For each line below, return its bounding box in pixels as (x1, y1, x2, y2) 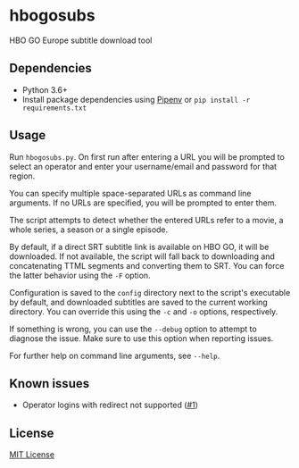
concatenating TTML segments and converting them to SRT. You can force (9, 260, 285, 271)
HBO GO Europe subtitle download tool (9, 35, 153, 46)
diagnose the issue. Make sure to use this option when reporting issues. (9, 332, 274, 344)
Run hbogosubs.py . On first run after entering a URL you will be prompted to (9, 151, 286, 162)
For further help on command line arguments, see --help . (9, 350, 220, 361)
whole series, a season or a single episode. (9, 224, 169, 235)
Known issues (9, 376, 90, 391)
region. (9, 171, 36, 181)
